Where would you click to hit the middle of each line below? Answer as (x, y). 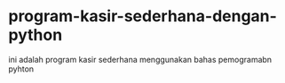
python (36, 35)
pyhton (21, 69)
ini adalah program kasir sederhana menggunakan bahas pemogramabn (140, 59)
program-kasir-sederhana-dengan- (142, 16)
